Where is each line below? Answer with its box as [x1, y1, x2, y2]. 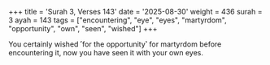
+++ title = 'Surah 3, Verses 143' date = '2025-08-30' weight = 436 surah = [8, 7, 263, 16]
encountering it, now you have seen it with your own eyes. [8, 48, 203, 57]
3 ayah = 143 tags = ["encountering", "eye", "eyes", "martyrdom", [8, 15, 227, 25]
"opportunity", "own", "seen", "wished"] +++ [8, 24, 158, 33]
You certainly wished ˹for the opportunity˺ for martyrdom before [8, 39, 222, 49]
